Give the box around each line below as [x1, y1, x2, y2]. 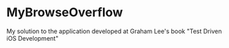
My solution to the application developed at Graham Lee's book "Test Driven [6, 27, 222, 35]
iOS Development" [6, 34, 59, 42]
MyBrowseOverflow [6, 5, 123, 20]
